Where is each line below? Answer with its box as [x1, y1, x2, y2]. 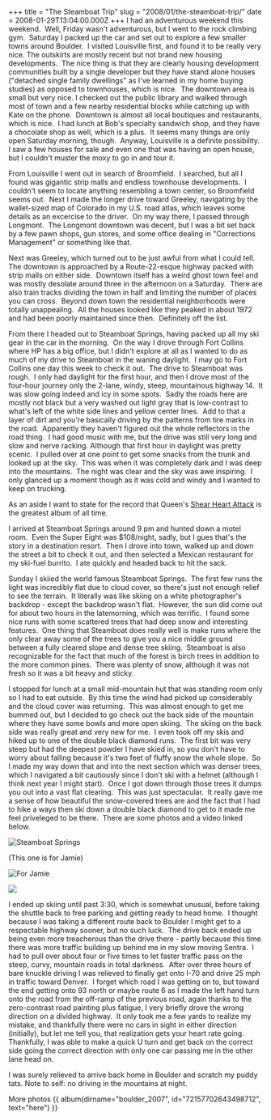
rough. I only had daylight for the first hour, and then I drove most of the [8, 372, 249, 381]
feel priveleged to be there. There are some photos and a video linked [8, 813, 243, 822]
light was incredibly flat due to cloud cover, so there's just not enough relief [8, 583, 260, 592]
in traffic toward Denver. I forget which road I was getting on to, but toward [8, 977, 260, 986]
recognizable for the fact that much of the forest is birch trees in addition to [8, 651, 260, 660]
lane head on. [8, 1054, 54, 1063]
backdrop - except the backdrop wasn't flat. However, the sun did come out [8, 600, 263, 609]
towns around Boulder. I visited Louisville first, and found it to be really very [8, 41, 261, 51]
